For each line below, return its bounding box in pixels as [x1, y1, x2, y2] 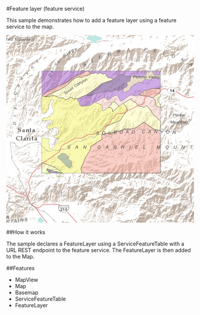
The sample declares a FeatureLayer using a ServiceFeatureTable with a [6, 240, 184, 247]
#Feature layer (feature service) [6, 5, 85, 12]
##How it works [6, 229, 46, 236]
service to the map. [6, 23, 54, 30]
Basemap [14, 289, 39, 296]
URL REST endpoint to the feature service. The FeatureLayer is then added [6, 247, 191, 254]
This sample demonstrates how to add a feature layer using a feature [6, 17, 177, 23]
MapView [14, 276, 38, 283]
